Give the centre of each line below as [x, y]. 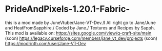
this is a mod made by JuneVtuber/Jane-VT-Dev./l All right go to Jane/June [81, 23]
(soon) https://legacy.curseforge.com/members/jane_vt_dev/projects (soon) [81, 38]
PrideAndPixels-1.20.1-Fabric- [68, 9]
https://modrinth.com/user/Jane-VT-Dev [46, 43]
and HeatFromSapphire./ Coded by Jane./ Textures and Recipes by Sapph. [80, 27]
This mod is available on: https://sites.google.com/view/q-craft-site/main [78, 33]
